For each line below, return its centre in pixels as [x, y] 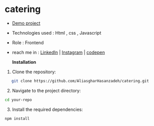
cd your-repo [18, 100]
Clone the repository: [34, 72]
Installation [24, 62]
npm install [17, 118]
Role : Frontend [28, 42]
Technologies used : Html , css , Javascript [57, 33]
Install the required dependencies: [48, 109]
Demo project [26, 23]
